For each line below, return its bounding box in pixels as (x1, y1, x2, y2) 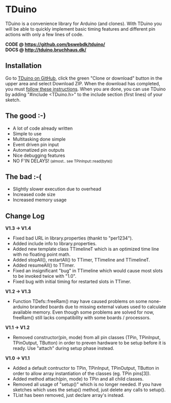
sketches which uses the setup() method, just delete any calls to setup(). (12, 387, 166, 393)
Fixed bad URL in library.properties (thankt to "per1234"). (12, 235, 133, 241)
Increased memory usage (12, 197, 67, 203)
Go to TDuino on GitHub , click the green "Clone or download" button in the (5, 75, 162, 81)
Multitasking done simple (12, 136, 66, 142)
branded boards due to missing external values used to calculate (30, 304, 166, 310)
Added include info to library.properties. (12, 241, 97, 247)
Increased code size (12, 192, 56, 198)
